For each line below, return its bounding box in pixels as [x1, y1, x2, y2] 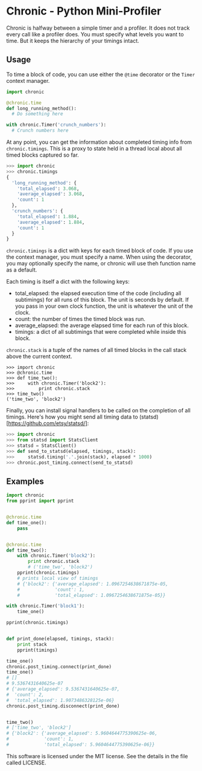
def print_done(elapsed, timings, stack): [6, 636, 115, 642]
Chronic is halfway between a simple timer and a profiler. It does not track [6, 24, 190, 31]
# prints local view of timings [17, 575, 98, 581]
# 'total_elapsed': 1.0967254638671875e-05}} [17, 592, 166, 598]
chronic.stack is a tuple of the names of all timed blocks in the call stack [6, 346, 187, 354]
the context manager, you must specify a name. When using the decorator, [6, 253, 192, 261]
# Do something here [11, 111, 63, 117]
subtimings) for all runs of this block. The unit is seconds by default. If [14, 296, 189, 304]
